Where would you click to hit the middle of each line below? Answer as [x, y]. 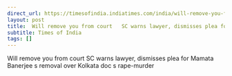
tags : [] [20, 39]
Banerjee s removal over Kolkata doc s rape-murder [81, 66]
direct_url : [24, 13]
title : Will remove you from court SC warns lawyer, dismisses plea [112, 26]
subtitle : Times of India [44, 33]
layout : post [26, 20]
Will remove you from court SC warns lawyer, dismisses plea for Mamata [110, 58]
